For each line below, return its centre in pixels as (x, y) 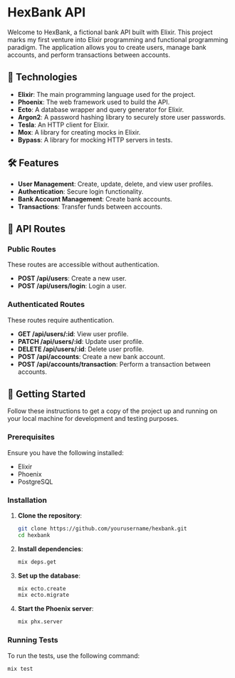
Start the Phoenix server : (56, 609)
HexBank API (47, 12)
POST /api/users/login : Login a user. (72, 286)
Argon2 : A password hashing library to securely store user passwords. (121, 117)
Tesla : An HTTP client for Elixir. (63, 125)
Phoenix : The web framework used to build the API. (94, 102)
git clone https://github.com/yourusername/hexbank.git (102, 528)
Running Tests (33, 640)
